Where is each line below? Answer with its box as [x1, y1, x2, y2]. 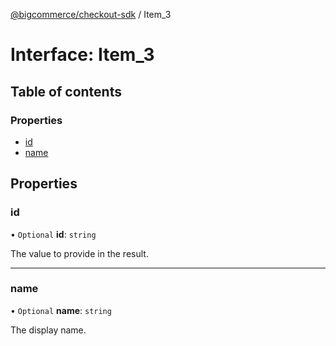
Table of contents [10, 83, 122, 100]
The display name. [10, 324, 87, 336]
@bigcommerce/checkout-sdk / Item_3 [10, 9, 172, 20]
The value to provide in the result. [10, 247, 149, 259]
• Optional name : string [10, 304, 112, 316]
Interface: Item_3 [10, 44, 155, 66]
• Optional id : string [10, 228, 97, 240]
